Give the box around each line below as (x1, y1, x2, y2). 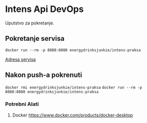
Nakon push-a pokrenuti (5, 71, 82, 79)
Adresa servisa (5, 56, 36, 62)
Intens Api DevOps (5, 3, 84, 15)
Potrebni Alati (5, 101, 39, 108)
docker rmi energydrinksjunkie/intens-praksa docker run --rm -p (5, 85, 143, 90)
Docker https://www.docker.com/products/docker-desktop (12, 112, 133, 118)
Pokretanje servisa (5, 34, 65, 43)
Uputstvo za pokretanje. (5, 20, 55, 26)
